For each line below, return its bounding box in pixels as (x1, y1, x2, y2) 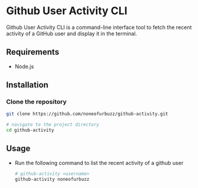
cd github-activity (6, 127, 55, 134)
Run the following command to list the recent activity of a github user (14, 159, 184, 166)
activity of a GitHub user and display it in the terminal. (6, 30, 138, 37)
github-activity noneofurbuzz (14, 176, 90, 182)
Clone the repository (6, 98, 67, 106)
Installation (6, 80, 49, 90)
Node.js (14, 63, 34, 70)
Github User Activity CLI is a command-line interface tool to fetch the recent (6, 24, 192, 31)
